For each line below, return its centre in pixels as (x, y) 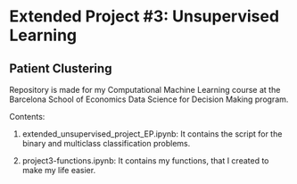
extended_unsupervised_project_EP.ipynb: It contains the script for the (152, 134)
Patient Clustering (61, 68)
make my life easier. (59, 170)
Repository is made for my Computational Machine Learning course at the (145, 90)
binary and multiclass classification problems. (106, 143)
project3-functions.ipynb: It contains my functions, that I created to (145, 161)
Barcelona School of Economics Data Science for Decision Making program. (149, 99)
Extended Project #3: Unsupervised (144, 17)
